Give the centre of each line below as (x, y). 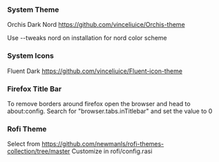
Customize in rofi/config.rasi (112, 151)
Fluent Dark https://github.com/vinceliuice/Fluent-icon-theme (95, 71)
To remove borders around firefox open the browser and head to (99, 103)
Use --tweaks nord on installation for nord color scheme (87, 38)
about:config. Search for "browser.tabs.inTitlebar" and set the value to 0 (110, 111)
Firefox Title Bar (35, 89)
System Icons (30, 56)
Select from (24, 144)
